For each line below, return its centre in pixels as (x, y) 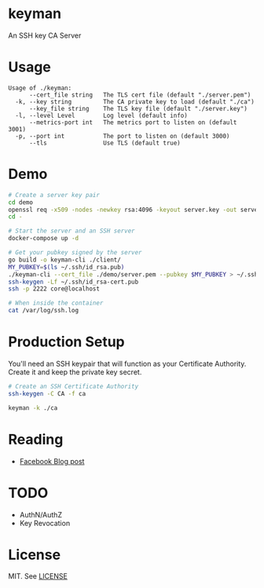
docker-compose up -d (44, 239)
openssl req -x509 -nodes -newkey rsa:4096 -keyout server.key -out (123, 210)
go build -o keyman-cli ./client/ (65, 260)
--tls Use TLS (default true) (104, 143)
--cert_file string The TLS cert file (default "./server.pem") (140, 95)
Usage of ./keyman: (40, 88)
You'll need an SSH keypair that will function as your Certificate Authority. (127, 363)
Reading (36, 439)
